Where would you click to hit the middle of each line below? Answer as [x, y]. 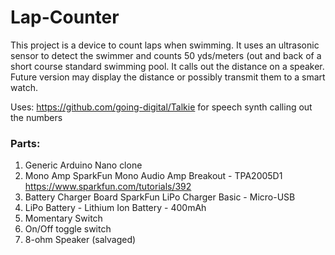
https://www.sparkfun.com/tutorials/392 [108, 187]
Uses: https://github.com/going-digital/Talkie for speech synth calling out [161, 107]
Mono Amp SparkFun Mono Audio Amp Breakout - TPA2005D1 [153, 176]
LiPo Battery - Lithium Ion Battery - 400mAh [115, 208]
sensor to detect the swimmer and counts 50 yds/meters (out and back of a [166, 55]
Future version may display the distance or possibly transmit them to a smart [168, 77]
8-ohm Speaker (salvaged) [80, 240]
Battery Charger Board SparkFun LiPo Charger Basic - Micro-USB [160, 197]
